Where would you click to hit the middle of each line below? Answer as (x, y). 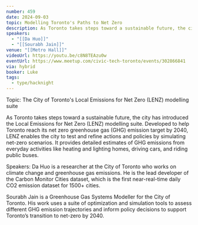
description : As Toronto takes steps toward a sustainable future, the (96, 28)
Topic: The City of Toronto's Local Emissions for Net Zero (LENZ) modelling (98, 100)
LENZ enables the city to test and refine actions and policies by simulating (96, 136)
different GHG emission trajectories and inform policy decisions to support (96, 209)
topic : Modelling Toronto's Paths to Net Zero (64, 22)
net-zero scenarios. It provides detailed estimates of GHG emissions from (95, 143)
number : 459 (21, 12)
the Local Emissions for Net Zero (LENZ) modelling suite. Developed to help (98, 124)
